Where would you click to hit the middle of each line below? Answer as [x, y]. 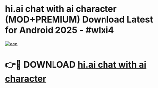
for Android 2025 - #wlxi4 [60, 30]
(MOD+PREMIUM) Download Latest [79, 20]
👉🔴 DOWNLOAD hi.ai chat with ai [76, 65]
